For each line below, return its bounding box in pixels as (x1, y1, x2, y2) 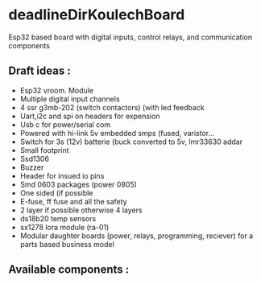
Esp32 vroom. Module (19, 85, 94, 95)
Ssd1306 (19, 154, 50, 163)
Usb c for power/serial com (19, 119, 111, 130)
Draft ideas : (8, 64, 71, 78)
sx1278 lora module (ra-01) (19, 222, 110, 232)
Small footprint (19, 145, 69, 154)
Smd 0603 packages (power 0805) (19, 179, 137, 189)
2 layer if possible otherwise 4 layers (19, 205, 143, 215)
